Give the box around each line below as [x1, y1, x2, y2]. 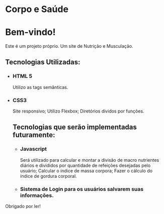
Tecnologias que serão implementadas [12, 123, 137, 131]
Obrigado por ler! [5, 203, 41, 209]
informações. [20, 192, 54, 199]
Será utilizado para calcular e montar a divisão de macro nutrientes [20, 157, 159, 163]
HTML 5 [12, 73, 33, 80]
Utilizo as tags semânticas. [12, 84, 68, 90]
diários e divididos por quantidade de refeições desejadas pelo [20, 162, 151, 168]
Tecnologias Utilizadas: [5, 58, 80, 66]
